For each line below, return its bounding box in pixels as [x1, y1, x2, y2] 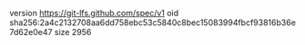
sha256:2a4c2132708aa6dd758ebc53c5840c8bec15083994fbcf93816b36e [9, 17, 296, 28]
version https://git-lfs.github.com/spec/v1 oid [9, 8, 179, 18]
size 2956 [54, 27, 92, 37]
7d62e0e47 [9, 27, 53, 37]
